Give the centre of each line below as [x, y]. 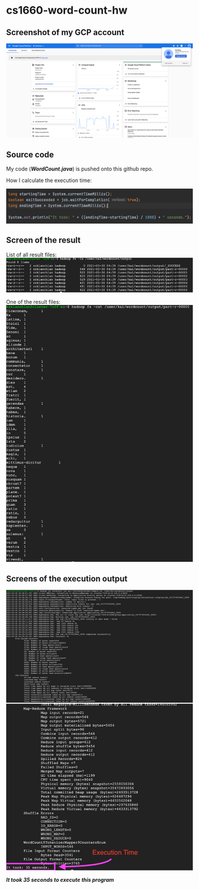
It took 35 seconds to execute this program [60, 879]
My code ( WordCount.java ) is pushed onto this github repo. [80, 169]
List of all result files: [31, 255]
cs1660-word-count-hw [67, 10]
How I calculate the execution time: [49, 180]
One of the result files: [33, 302]
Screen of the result [44, 241]
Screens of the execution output [67, 578]
